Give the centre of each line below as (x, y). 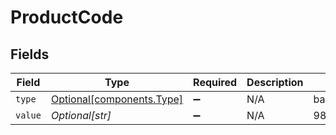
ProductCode (67, 17)
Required (215, 82)
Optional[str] (81, 115)
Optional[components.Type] (117, 99)
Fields (30, 54)
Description (275, 82)
